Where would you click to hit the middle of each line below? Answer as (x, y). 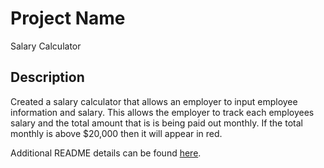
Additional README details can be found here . (106, 153)
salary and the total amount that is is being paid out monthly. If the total (156, 123)
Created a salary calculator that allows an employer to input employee (154, 101)
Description (47, 77)
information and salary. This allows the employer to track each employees (162, 112)
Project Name (68, 18)
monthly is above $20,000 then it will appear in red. (116, 133)
